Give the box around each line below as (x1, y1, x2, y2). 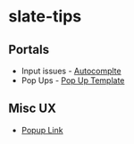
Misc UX (8, 101, 57, 116)
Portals (8, 42, 50, 57)
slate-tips (8, 6, 82, 27)
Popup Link (21, 124, 63, 135)
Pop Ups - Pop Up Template (21, 75, 125, 86)
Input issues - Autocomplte (21, 65, 121, 76)
